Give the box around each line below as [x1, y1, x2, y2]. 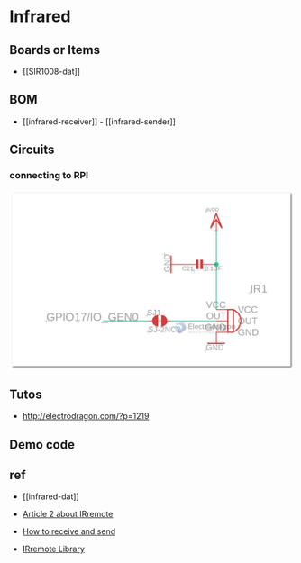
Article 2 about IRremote [22, 509, 114, 520]
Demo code [9, 437, 75, 452]
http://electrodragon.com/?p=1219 [22, 411, 150, 422]
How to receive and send [22, 526, 115, 537]
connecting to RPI [9, 169, 88, 182]
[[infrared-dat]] [22, 491, 79, 502]
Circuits [9, 142, 55, 158]
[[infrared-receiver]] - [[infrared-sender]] [22, 115, 176, 127]
